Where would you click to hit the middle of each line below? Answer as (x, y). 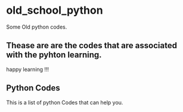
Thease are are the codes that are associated (92, 46)
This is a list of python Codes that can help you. (65, 102)
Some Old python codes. (37, 27)
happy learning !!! (28, 69)
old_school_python (55, 10)
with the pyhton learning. (54, 55)
